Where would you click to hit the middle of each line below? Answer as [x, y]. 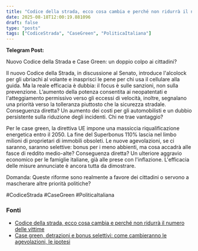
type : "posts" [24, 28]
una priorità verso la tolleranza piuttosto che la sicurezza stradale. [86, 104]
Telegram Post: [25, 50]
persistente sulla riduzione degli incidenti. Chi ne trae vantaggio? [85, 117]
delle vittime [29, 229]
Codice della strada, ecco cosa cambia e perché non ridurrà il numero [99, 223]
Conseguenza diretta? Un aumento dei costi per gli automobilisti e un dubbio [99, 111]
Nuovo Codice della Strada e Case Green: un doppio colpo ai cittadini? [92, 62]
